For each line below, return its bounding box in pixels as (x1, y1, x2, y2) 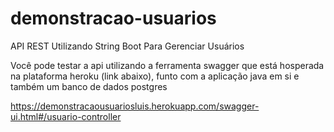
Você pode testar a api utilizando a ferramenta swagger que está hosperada (10, 59, 325, 71)
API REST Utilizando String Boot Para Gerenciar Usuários (10, 40, 245, 52)
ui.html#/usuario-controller (10, 110, 122, 122)
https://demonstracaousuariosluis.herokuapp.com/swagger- (10, 100, 260, 112)
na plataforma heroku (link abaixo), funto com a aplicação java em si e (10, 70, 300, 82)
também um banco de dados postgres (10, 80, 168, 92)
